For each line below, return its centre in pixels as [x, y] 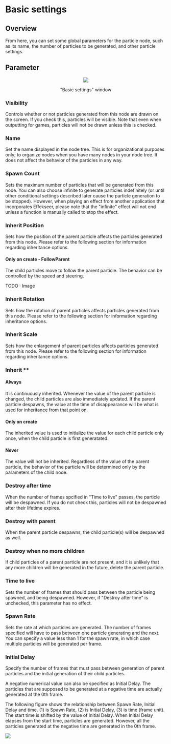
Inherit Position [25, 225]
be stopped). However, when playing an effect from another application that [85, 201]
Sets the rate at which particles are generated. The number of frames [78, 627]
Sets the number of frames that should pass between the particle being [80, 592]
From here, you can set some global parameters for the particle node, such [84, 41]
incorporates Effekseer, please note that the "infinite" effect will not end [81, 207]
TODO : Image [20, 286]
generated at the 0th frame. [34, 695]
